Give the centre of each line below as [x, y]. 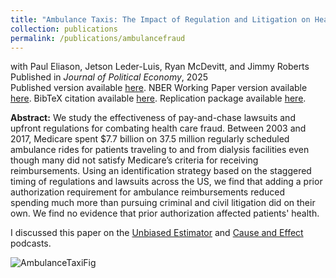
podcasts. [31, 243]
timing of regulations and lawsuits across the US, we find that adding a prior [166, 182]
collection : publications [64, 29]
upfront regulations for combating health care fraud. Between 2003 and [158, 128]
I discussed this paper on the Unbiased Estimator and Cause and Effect [157, 233]
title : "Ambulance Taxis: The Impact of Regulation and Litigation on [160, 19]
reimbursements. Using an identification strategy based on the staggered [161, 171]
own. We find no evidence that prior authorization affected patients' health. [165, 213]
